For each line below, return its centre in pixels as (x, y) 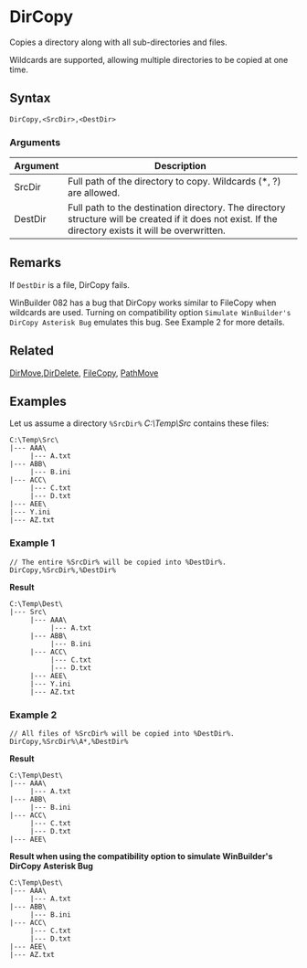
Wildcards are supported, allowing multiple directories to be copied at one (149, 59)
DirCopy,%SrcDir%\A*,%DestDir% (69, 742)
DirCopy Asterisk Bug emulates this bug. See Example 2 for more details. (147, 322)
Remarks (36, 263)
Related (32, 351)
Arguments (35, 142)
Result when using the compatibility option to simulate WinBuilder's (141, 856)
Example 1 (32, 543)
